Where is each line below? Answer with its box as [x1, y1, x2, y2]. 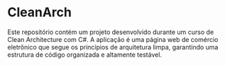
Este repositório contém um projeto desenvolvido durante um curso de [7, 28, 214, 36]
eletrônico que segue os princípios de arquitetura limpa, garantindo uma [7, 43, 219, 51]
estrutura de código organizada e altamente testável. [7, 50, 162, 59]
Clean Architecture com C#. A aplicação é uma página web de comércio [7, 35, 219, 43]
